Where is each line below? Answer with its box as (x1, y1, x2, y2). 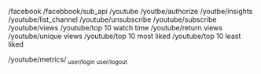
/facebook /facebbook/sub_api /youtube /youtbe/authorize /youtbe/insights (8, 7, 253, 16)
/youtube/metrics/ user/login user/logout (8, 55, 128, 65)
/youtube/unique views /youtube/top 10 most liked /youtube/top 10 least (8, 31, 241, 41)
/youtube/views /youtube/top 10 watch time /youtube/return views (8, 23, 222, 32)
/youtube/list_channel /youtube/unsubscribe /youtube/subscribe (8, 15, 217, 24)
